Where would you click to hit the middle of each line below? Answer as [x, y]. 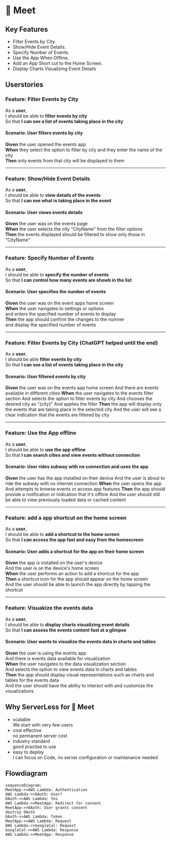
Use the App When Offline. [41, 58]
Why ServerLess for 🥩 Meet [50, 707]
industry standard [31, 741]
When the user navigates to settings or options [55, 308]
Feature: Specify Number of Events [50, 258]
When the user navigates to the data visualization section [66, 664]
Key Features [27, 29]
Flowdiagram [26, 774]
